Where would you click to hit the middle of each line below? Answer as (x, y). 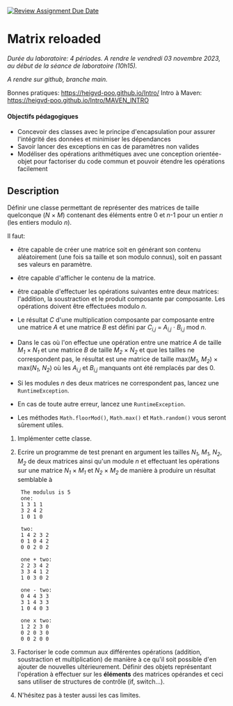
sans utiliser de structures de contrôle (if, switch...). (91, 682)
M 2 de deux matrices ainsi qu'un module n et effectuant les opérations (118, 462)
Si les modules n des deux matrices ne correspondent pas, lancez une (118, 383)
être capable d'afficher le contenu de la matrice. (86, 278)
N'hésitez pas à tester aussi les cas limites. (79, 695)
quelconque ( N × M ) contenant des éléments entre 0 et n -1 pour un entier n (115, 215)
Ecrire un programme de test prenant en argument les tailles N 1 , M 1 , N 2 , (120, 453)
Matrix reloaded (54, 39)
